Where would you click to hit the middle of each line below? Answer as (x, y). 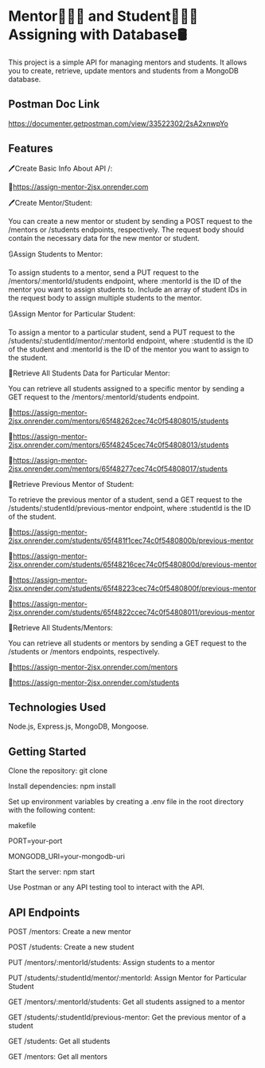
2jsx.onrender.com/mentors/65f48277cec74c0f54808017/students (118, 469)
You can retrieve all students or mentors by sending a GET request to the (127, 643)
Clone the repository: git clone (58, 771)
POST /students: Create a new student (71, 947)
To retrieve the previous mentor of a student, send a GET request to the (125, 499)
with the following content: (52, 810)
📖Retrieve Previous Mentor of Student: (71, 484)
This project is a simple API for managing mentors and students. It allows (128, 62)
